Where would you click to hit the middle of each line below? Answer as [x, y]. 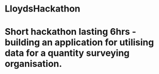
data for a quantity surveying [67, 53]
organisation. [33, 64]
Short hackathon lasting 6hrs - [70, 32]
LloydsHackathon [43, 9]
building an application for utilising [79, 43]
